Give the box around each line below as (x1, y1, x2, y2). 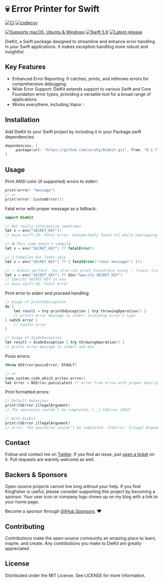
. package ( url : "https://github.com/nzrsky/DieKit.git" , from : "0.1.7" (14, 148, 160, 153)
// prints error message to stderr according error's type (14, 313, 136, 318)
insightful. (5, 48, 25, 54)
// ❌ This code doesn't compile (5, 241, 71, 247)
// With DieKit (5, 416, 36, 421)
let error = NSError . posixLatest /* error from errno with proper (5, 380, 142, 385)
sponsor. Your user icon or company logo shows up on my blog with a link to (5, 494, 158, 500)
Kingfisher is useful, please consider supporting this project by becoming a (5, 488, 155, 495)
